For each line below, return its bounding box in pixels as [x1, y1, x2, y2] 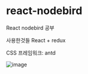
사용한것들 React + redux [6, 36, 66, 43]
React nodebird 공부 [6, 24, 55, 31]
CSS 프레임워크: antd [6, 49, 56, 56]
